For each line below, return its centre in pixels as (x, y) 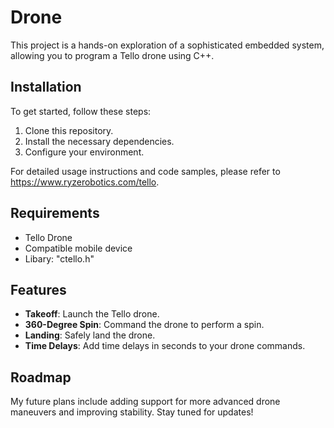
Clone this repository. (69, 130)
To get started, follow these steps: (81, 111)
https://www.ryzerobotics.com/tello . (85, 182)
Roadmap (41, 377)
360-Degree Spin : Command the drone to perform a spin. (144, 325)
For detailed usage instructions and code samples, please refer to (145, 171)
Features (38, 289)
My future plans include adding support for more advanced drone (145, 402)
